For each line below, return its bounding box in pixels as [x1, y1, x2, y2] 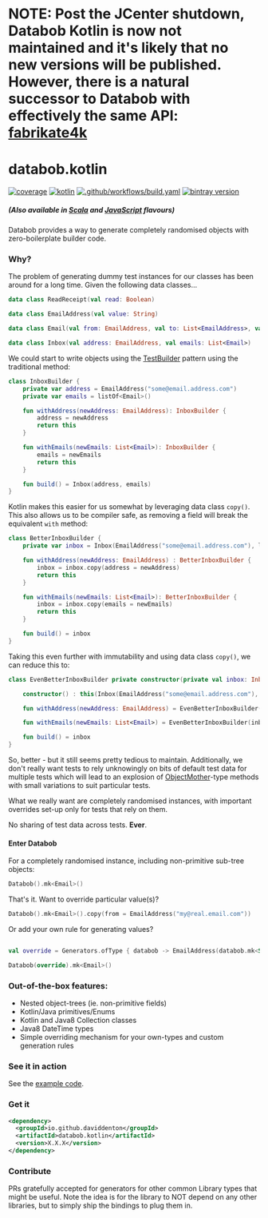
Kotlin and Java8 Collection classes [19, 1016, 137, 1025]
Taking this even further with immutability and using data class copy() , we [8, 651, 251, 661]
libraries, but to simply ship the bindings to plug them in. [8, 1200, 193, 1211]
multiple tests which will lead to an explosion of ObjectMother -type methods [8, 772, 259, 782]
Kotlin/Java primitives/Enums [19, 1007, 116, 1017]
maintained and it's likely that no [8, 39, 229, 57]
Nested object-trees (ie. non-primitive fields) [19, 998, 167, 1008]
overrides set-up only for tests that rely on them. [8, 805, 168, 814]
